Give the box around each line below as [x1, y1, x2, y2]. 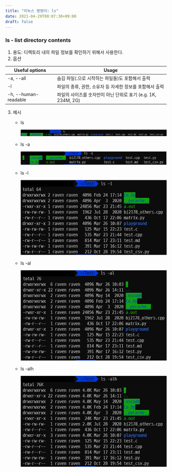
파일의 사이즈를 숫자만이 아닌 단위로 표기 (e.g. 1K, [57, 91, 157, 98]
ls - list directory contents [5, 36, 71, 44]
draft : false [5, 19, 33, 24]
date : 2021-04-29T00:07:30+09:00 [5, 13, 77, 19]
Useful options [14, 67, 47, 73]
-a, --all [7, 75, 27, 81]
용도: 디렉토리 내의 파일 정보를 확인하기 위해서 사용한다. [12, 49, 124, 55]
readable [7, 97, 27, 103]
